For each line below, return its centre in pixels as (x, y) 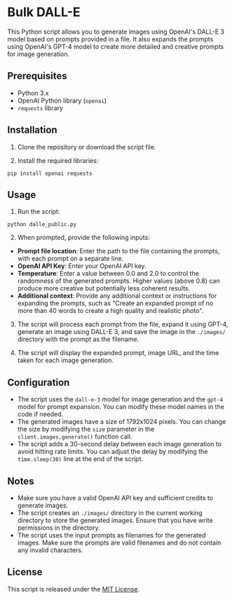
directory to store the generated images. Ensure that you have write (115, 520)
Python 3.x (33, 93)
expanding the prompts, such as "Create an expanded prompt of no (115, 303)
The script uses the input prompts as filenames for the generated (112, 535)
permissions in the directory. (59, 528)
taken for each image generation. (65, 360)
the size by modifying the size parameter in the (86, 429)
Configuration (39, 382)
